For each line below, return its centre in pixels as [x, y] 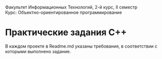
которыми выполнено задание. [38, 51]
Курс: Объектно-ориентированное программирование [64, 12]
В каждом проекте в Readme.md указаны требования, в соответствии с [81, 46]
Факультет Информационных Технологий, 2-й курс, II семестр [71, 7]
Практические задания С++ [66, 32]
